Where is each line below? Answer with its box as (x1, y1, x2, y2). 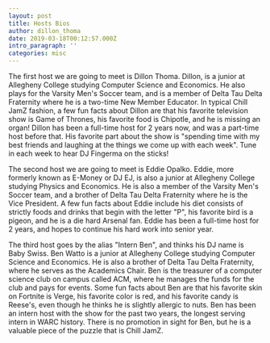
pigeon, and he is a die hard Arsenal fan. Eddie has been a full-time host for (8, 215, 260, 225)
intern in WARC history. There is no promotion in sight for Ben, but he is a (8, 317, 251, 327)
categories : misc (8, 49, 67, 57)
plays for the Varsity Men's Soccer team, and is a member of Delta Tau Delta (8, 89, 263, 98)
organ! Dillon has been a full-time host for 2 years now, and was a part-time (8, 123, 260, 132)
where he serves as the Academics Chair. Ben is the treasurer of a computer (8, 266, 262, 275)
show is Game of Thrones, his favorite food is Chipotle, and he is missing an (8, 115, 260, 123)
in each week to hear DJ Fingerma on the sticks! (8, 148, 169, 158)
